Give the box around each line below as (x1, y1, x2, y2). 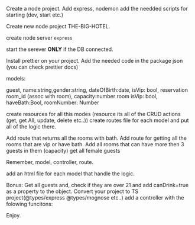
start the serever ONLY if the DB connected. (6, 46, 113, 53)
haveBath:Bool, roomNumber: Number (6, 99, 99, 106)
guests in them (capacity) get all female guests (6, 147, 121, 154)
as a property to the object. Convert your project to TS (6, 188, 139, 195)
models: (6, 75, 26, 82)
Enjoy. (6, 212, 21, 218)
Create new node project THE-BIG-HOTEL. (6, 23, 110, 30)
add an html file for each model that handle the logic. (6, 170, 135, 177)
